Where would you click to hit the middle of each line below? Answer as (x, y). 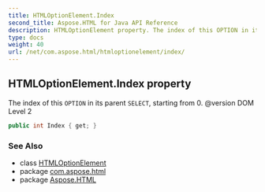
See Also (26, 146)
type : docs (26, 37)
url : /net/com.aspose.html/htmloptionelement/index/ (97, 52)
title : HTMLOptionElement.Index (61, 15)
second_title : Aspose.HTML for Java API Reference (93, 23)
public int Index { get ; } (52, 126)
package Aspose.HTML (58, 179)
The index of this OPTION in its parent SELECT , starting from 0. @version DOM (131, 102)
